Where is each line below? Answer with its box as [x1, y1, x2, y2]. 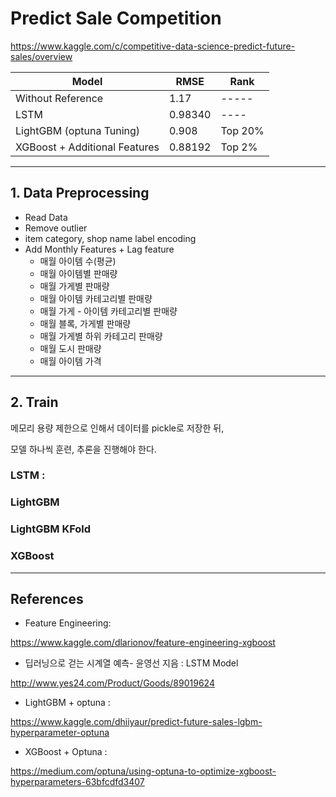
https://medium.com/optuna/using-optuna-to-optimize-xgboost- [10, 765, 277, 777]
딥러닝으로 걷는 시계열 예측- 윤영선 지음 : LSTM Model [24, 657, 239, 669]
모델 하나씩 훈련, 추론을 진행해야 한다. [10, 443, 157, 455]
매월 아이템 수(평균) [39, 255, 117, 267]
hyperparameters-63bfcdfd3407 [10, 776, 145, 788]
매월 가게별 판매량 [39, 280, 110, 292]
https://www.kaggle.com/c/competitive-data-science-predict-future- [10, 40, 296, 52]
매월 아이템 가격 [39, 355, 102, 367]
